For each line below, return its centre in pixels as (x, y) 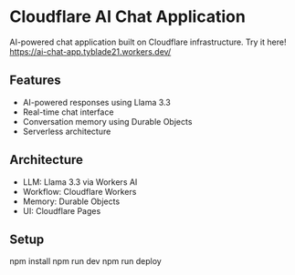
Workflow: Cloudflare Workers (79, 191)
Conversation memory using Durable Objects (107, 121)
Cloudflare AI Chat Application (128, 17)
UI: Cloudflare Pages (62, 210)
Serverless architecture (67, 131)
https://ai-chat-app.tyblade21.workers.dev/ (90, 51)
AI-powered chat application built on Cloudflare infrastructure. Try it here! (148, 42)
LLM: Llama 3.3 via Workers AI (80, 182)
